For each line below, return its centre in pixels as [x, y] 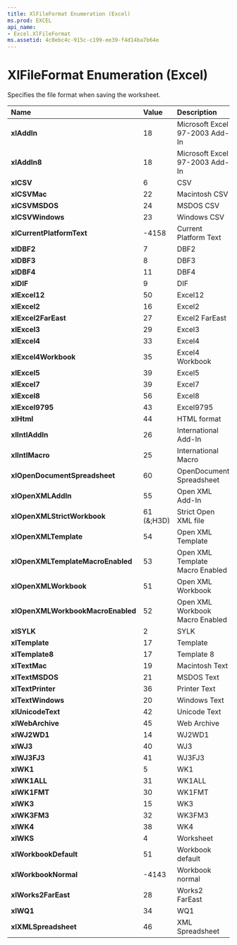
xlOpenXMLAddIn [41, 496]
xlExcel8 [25, 396]
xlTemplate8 [32, 654]
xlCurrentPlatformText [49, 233]
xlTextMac [29, 666]
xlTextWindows [38, 700]
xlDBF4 [23, 272]
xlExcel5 [25, 373]
